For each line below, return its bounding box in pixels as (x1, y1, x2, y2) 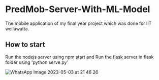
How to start (5, 41, 45, 49)
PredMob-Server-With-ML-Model (5, 4, 150, 15)
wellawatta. (5, 25, 29, 31)
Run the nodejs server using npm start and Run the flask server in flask (5, 54, 154, 60)
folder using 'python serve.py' (5, 59, 69, 65)
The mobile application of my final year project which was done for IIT (5, 20, 152, 26)
